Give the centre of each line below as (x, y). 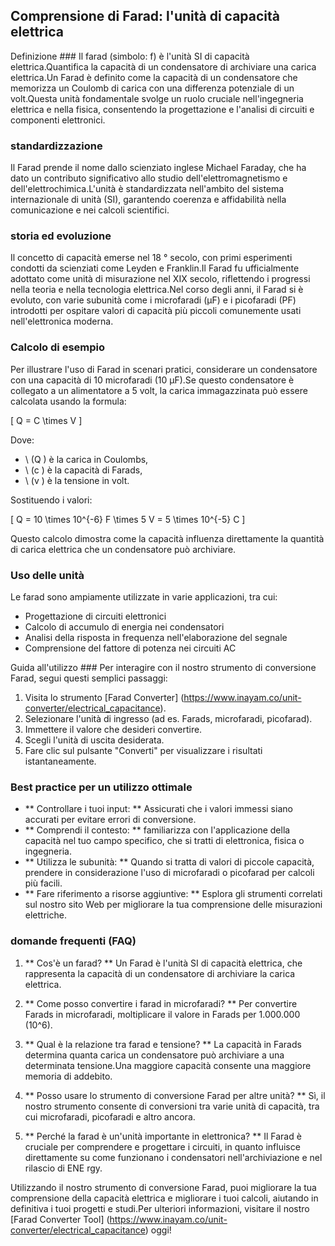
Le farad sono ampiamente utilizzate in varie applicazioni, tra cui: (144, 597)
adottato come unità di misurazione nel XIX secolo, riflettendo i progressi (160, 279)
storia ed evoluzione (61, 236)
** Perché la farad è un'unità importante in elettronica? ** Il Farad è (163, 1136)
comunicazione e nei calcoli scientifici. (90, 210)
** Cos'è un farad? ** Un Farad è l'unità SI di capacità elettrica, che (163, 963)
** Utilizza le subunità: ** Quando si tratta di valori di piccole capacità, (169, 862)
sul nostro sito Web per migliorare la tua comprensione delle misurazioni (173, 905)
